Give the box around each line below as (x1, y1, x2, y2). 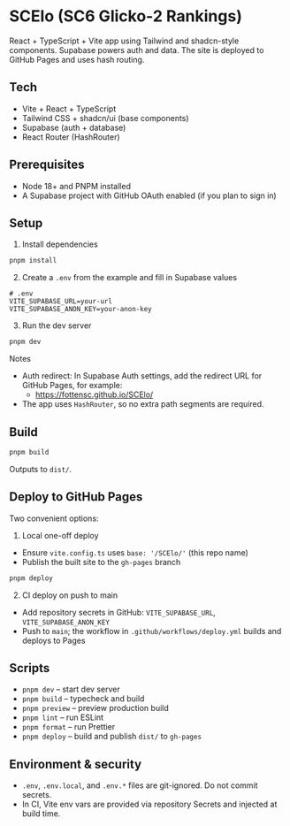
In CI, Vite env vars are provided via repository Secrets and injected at (21, 799, 278, 810)
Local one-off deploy (21, 530, 99, 540)
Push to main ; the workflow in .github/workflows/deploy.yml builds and (21, 625, 282, 636)
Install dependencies (21, 239, 99, 249)
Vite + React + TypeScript (21, 103, 117, 114)
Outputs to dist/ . (9, 463, 72, 474)
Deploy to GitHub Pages (9, 489, 143, 505)
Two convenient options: (9, 513, 99, 524)
